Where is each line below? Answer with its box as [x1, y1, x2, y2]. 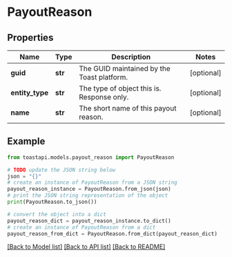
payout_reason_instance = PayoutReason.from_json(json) [7, 186, 171, 193]
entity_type [10, 88, 49, 97]
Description [111, 53, 151, 61]
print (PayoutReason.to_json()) [7, 198, 97, 206]
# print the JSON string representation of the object [7, 192, 168, 199]
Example [7, 135, 46, 147]
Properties [7, 32, 54, 44]
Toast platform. [79, 73, 128, 82]
